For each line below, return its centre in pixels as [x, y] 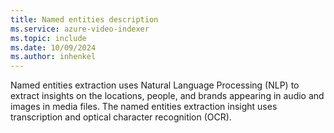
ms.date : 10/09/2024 [53, 47]
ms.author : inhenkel [53, 57]
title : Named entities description [84, 19]
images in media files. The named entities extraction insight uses [144, 107]
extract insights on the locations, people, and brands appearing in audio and [167, 96]
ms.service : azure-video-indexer [80, 29]
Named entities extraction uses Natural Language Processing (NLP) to [155, 85]
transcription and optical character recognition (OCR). [121, 117]
